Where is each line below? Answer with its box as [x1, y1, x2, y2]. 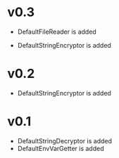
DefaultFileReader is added [17, 27, 96, 36]
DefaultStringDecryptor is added [17, 136, 113, 145]
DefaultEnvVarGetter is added [17, 144, 104, 152]
